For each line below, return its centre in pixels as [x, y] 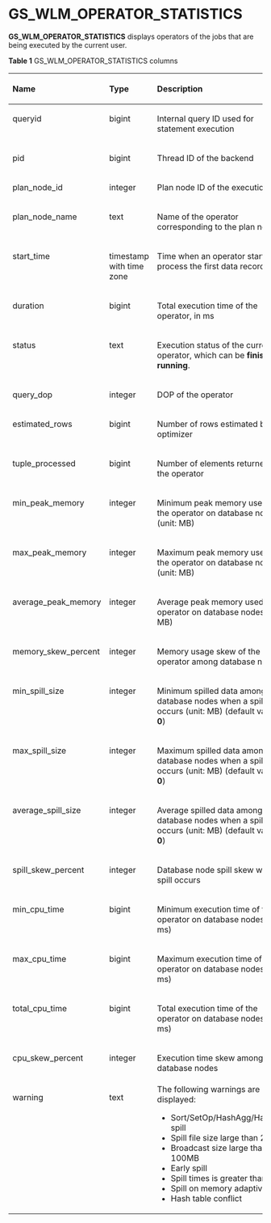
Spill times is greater [209, 1178]
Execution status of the [200, 345]
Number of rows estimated [207, 424]
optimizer [175, 434]
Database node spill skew [205, 870]
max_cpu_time [40, 959]
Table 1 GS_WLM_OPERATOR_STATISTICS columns [93, 61]
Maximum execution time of [209, 959]
